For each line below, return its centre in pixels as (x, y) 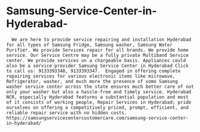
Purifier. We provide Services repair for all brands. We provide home (97, 50)
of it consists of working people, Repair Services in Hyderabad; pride (99, 102)
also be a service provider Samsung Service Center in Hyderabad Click (97, 66)
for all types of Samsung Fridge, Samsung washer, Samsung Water (89, 45)
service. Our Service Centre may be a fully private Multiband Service (97, 55)
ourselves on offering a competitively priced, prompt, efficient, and (97, 108)
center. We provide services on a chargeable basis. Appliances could (96, 60)
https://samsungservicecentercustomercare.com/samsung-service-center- (97, 118)
